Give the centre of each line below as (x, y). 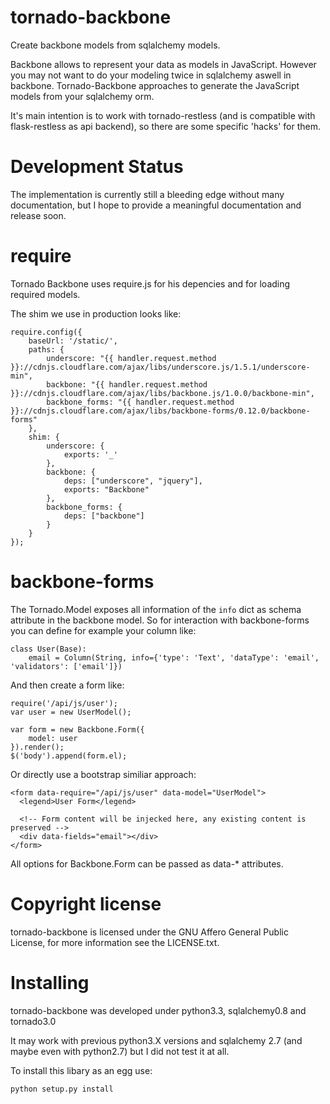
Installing (50, 982)
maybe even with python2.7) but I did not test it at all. (120, 1051)
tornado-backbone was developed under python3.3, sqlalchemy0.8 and (158, 1010)
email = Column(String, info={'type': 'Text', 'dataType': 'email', (174, 657)
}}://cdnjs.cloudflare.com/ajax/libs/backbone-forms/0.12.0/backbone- (160, 411)
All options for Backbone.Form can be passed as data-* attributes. (147, 863)
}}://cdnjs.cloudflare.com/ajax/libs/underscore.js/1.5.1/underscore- (160, 367)
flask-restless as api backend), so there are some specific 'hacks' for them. (166, 126)
